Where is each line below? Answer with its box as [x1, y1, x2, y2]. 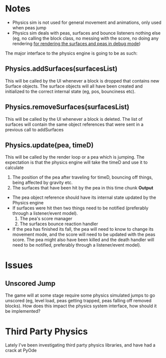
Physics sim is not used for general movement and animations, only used [12, 19, 162, 25]
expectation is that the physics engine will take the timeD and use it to [5, 160, 148, 166]
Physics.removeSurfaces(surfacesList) [5, 103, 130, 111]
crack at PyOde [5, 348, 37, 354]
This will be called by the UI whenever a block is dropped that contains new [5, 78, 160, 84]
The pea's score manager [19, 216, 73, 222]
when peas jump [12, 24, 47, 30]
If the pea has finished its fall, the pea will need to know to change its [12, 226, 154, 232]
